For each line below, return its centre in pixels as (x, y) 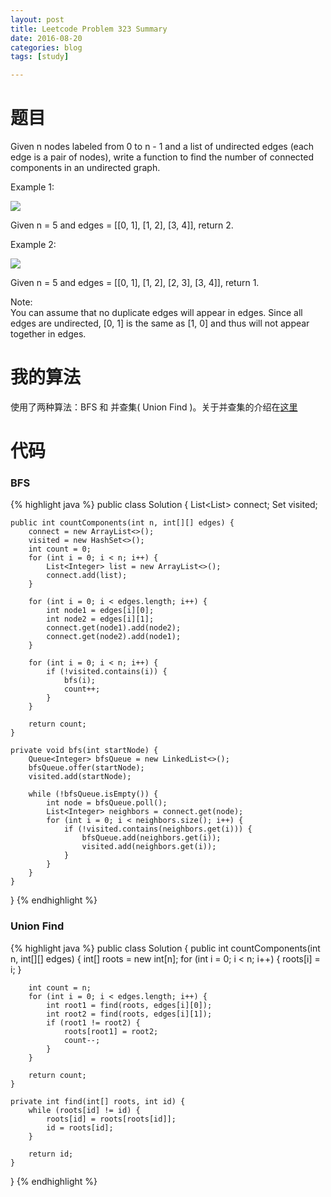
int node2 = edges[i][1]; (100, 619)
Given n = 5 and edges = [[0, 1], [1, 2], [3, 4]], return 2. (122, 225)
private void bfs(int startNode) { (84, 751)
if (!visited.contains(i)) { (107, 672)
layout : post (37, 19)
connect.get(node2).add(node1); (114, 637)
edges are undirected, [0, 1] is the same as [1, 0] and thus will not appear (160, 323)
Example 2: (33, 245)
